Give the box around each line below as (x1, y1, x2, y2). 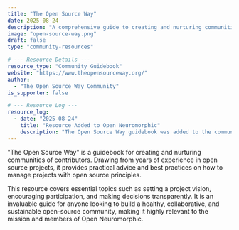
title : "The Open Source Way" (7, 10, 97, 18)
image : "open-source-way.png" (7, 30, 97, 38)
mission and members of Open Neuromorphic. (7, 214, 144, 223)
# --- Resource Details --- (7, 56, 91, 64)
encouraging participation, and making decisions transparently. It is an (7, 192, 214, 200)
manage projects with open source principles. (7, 170, 142, 179)
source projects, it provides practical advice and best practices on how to (7, 163, 223, 171)
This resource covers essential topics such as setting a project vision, (7, 184, 212, 192)
